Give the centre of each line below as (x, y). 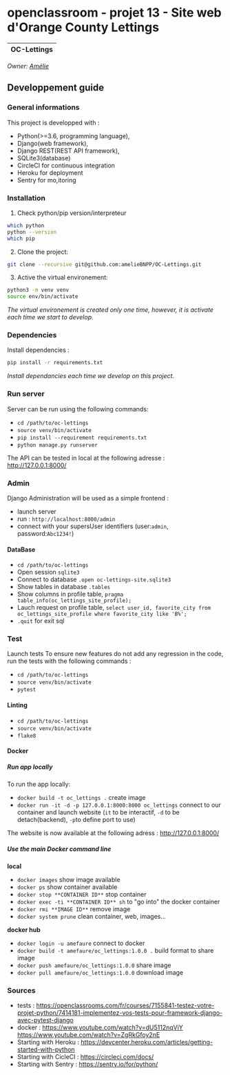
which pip (21, 239)
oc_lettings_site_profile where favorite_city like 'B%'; (102, 614)
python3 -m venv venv (38, 290)
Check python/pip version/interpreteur (72, 213)
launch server (36, 511)
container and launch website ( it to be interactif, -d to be (98, 812)
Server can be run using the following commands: (78, 409)
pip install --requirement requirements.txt (82, 438)
